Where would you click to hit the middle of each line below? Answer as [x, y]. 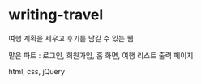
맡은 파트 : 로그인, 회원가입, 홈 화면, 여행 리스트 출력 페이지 [101, 55]
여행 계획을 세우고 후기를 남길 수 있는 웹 [71, 38]
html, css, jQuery [37, 71]
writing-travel [56, 15]
